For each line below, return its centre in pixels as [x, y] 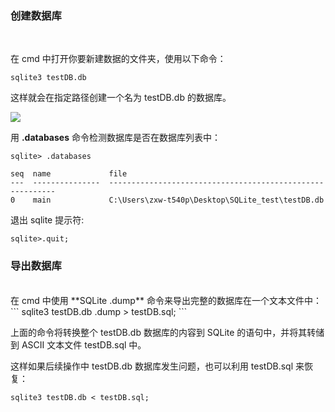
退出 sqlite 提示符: [47, 220]
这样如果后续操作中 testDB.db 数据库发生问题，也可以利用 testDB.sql [152, 366]
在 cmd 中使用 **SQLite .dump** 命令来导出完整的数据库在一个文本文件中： [166, 300]
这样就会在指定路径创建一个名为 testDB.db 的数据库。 [121, 98]
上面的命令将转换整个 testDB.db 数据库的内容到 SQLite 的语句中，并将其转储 [167, 332]
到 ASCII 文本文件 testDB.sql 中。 [78, 344]
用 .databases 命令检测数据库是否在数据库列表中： [115, 138]
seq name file [69, 174]
